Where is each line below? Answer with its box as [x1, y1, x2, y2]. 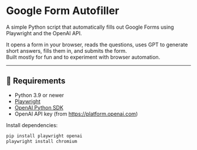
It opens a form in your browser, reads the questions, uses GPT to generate [6, 41, 188, 48]
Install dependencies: [6, 121, 58, 128]
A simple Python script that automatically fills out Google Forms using [6, 23, 174, 30]
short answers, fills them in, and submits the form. [6, 47, 127, 54]
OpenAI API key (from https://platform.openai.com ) [14, 110, 138, 117]
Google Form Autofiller [6, 4, 120, 18]
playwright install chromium [6, 138, 77, 144]
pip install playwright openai [6, 133, 83, 139]
